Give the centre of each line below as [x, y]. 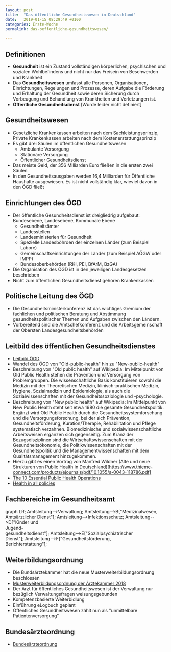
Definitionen [26, 54]
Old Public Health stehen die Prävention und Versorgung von [77, 375]
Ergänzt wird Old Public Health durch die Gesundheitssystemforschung [88, 413]
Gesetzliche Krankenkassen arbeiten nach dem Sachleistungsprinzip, [86, 133]
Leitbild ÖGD [26, 359]
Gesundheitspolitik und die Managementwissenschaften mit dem [81, 451]
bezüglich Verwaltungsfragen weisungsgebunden [65, 594]
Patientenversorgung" [36, 616]
